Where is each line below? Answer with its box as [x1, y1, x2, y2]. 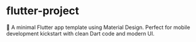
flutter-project [6, 4, 80, 18]
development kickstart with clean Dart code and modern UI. [6, 30, 155, 37]
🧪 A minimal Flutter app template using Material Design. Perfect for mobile [6, 24, 191, 31]
